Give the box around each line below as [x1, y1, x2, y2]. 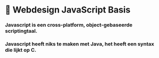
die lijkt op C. [5, 47, 36, 54]
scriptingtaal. [5, 28, 38, 34]
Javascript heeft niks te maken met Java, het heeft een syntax [5, 41, 154, 47]
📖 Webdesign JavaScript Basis [5, 4, 131, 15]
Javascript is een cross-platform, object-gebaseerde [5, 22, 132, 29]
